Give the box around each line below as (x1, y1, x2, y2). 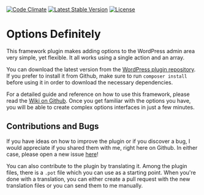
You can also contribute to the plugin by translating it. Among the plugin (6, 162, 187, 169)
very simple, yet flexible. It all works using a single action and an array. (6, 54, 185, 61)
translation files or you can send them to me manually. (6, 182, 143, 189)
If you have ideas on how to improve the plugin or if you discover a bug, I (6, 138, 191, 145)
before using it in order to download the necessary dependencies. (6, 78, 173, 86)
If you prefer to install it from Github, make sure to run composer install (6, 72, 187, 79)
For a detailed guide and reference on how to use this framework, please (6, 90, 190, 98)
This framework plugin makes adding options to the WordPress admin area (6, 47, 195, 54)
